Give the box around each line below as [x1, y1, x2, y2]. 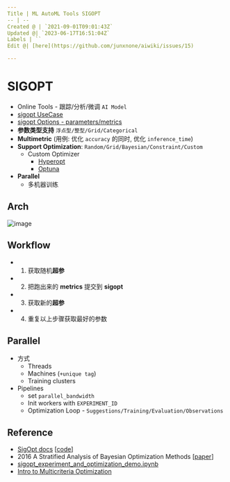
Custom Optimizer [27, 150, 80, 158]
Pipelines [17, 384, 44, 393]
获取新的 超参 [27, 298, 65, 307]
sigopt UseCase [17, 110, 64, 118]
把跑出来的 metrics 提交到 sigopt [27, 282, 124, 291]
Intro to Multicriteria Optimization [17, 467, 113, 476]
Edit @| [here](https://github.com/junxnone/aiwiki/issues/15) [7, 42, 195, 49]
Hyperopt [38, 157, 66, 166]
